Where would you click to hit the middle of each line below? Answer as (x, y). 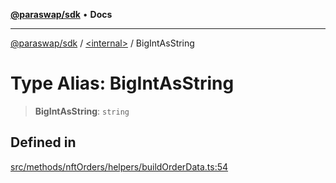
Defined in (43, 142)
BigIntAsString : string (82, 111)
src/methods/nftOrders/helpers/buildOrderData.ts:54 (119, 166)
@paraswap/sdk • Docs (61, 14)
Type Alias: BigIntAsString (122, 83)
